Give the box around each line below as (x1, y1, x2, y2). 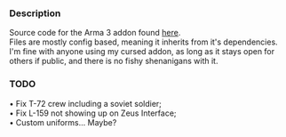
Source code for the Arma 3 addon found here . (9, 28, 181, 38)
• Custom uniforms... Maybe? (9, 117, 117, 127)
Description (9, 7, 61, 20)
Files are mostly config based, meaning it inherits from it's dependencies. (9, 36, 278, 47)
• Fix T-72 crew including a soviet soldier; (9, 98, 163, 109)
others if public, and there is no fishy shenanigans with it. (9, 56, 218, 67)
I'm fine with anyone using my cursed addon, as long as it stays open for (9, 46, 275, 57)
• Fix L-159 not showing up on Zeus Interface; (9, 108, 177, 118)
